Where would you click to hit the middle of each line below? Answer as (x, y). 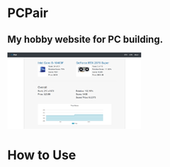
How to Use (42, 155)
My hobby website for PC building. (85, 39)
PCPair (28, 13)
